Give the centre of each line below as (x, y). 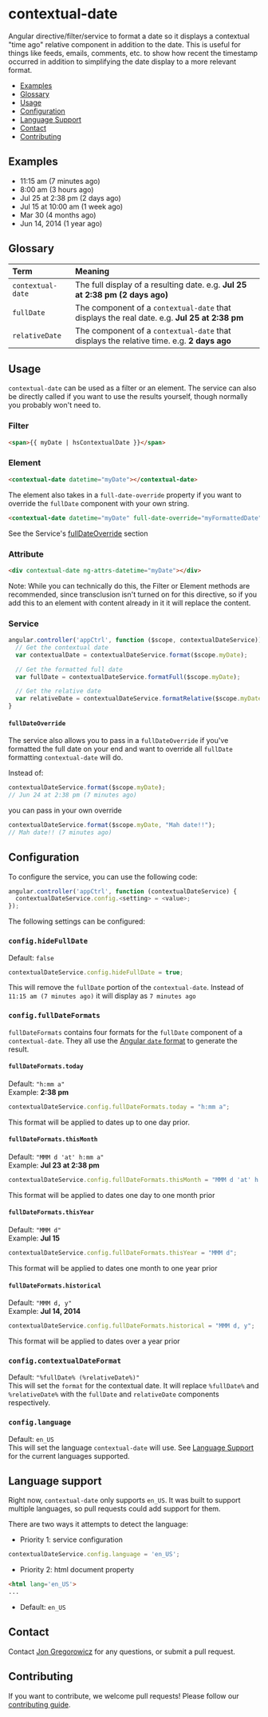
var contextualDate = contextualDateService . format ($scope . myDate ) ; (132, 655)
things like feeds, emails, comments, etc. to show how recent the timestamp (133, 53)
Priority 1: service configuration (71, 1539)
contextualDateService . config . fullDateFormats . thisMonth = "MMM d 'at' (130, 1180)
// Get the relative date (59, 691)
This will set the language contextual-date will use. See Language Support (131, 1447)
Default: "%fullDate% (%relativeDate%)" (74, 1377)
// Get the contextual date (62, 647)
